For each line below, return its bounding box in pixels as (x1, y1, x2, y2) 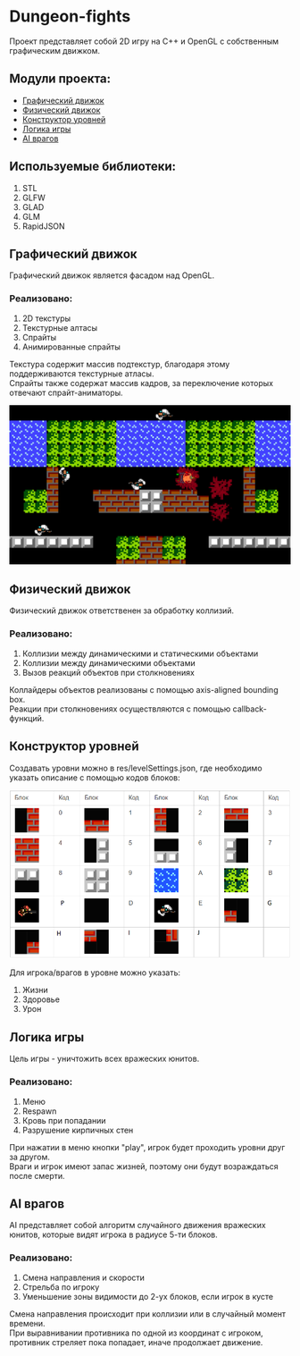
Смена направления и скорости (21, 1272, 146, 1283)
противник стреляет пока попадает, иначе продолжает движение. (9, 1336, 263, 1347)
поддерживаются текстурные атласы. (9, 368, 154, 379)
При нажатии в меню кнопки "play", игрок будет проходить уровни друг (9, 1141, 286, 1152)
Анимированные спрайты (21, 341, 121, 352)
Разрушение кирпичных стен (21, 1124, 134, 1135)
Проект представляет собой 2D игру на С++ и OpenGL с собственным (9, 36, 279, 46)
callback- (232, 703, 268, 714)
